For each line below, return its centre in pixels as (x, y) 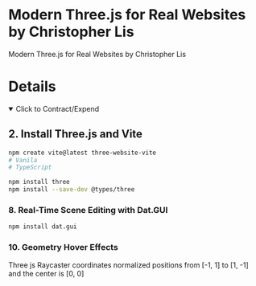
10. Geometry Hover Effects (63, 247)
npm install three (39, 182)
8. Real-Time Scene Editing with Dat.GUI (88, 210)
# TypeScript (30, 168)
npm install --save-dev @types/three (72, 190)
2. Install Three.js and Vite (76, 134)
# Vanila (23, 160)
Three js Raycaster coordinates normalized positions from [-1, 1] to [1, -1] (129, 265)
